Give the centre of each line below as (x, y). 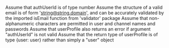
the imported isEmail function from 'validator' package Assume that (77, 18)
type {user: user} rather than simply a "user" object (60, 40)
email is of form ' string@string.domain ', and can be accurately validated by (85, 13)
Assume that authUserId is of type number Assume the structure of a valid (84, 7)
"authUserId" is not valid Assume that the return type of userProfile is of (82, 34)
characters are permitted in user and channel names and (95, 23)
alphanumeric (20, 23)
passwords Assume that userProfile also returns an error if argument (78, 29)
